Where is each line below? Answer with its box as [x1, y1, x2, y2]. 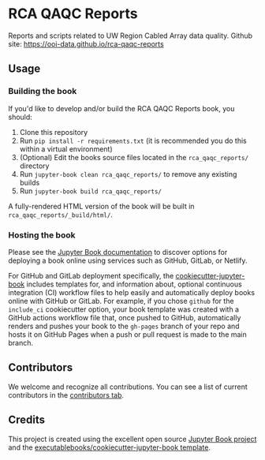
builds [19, 178, 40, 187]
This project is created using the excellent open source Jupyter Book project [8, 434, 257, 443]
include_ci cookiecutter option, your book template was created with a [8, 305, 239, 314]
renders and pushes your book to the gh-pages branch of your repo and [8, 321, 240, 331]
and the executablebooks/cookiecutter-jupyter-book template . [8, 443, 211, 452]
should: [8, 112, 33, 122]
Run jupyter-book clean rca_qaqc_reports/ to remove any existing [19, 169, 237, 178]
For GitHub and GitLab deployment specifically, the [8, 271, 174, 280]
